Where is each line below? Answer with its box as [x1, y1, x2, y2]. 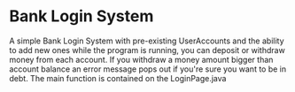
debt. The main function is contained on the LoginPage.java [9, 73, 227, 83]
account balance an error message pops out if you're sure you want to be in [9, 64, 287, 74]
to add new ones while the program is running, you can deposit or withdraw [9, 44, 285, 55]
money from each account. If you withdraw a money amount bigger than [9, 54, 274, 65]
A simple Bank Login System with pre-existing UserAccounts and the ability [9, 35, 285, 46]
